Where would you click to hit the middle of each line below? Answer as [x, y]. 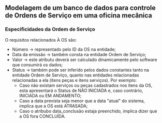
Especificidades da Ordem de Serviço [50, 30]
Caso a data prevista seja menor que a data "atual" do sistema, [82, 101]
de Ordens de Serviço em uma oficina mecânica [79, 16]
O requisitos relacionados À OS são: [41, 40]
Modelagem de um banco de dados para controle [81, 8]
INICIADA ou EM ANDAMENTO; [50, 95]
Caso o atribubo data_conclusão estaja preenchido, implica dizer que [88, 111]
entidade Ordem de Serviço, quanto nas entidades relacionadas [75, 75]
